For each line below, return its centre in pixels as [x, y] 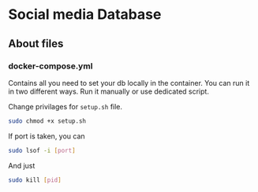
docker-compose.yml [50, 66]
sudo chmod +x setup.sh [47, 121]
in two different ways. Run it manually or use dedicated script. [108, 91]
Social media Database [85, 15]
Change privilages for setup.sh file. [65, 106]
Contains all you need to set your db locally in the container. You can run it [129, 83]
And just [22, 165]
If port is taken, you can [47, 136]
